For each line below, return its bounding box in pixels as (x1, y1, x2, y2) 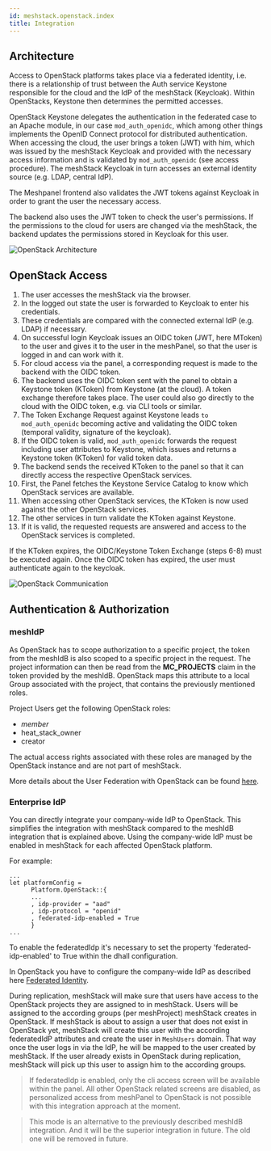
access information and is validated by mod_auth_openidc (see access (9, 155, 240, 165)
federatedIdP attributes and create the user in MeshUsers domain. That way (9, 1034, 256, 1043)
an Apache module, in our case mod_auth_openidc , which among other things (9, 120, 263, 130)
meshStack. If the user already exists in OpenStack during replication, (9, 1052, 241, 1061)
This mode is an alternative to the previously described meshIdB (28, 1117, 243, 1127)
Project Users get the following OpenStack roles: (9, 703, 172, 713)
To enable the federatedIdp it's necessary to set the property (9, 942, 212, 952)
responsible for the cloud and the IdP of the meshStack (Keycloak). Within (9, 88, 255, 98)
